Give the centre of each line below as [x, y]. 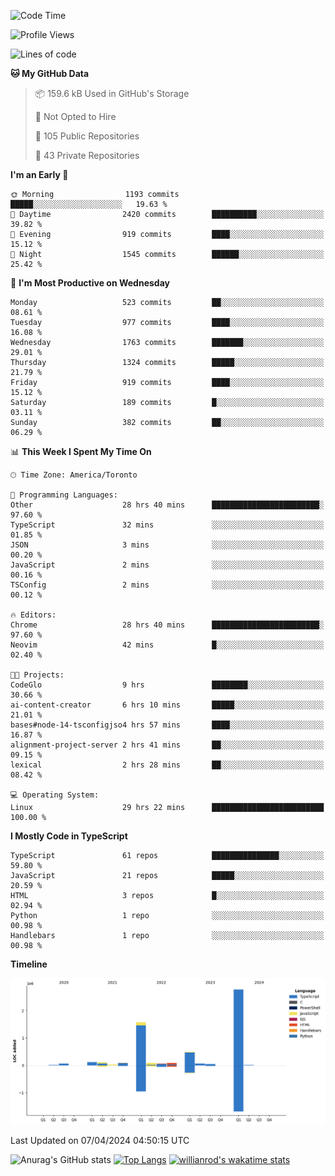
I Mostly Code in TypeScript [69, 836]
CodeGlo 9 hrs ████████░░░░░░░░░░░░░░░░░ [167, 685]
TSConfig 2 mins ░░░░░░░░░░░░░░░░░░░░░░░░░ [167, 585]
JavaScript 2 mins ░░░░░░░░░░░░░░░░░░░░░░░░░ [167, 565]
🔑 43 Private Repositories [87, 155]
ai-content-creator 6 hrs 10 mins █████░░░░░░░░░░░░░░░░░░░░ [167, 705]
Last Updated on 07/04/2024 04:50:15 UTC [100, 1140]
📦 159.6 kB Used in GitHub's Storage [112, 93]
